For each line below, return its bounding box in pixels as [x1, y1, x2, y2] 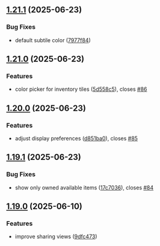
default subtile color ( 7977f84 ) [14, 36, 91, 44]
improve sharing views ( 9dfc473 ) [14, 233, 97, 240]
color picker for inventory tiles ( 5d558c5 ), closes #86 [14, 85, 147, 93]
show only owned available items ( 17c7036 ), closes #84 [14, 183, 154, 191]
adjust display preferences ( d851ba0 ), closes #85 [14, 135, 138, 142]
